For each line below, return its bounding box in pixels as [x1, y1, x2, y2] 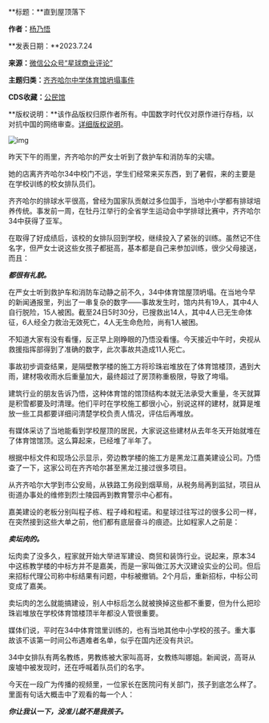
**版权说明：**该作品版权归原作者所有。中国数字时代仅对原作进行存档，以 [8, 109, 255, 119]
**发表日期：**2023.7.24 [8, 41, 93, 51]
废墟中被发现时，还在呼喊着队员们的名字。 [8, 663, 149, 672]
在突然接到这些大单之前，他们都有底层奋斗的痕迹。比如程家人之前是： [8, 517, 240, 526]
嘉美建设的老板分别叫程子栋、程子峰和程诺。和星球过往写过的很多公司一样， [8, 507, 261, 516]
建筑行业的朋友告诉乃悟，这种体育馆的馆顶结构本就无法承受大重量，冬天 [8, 388, 247, 398]
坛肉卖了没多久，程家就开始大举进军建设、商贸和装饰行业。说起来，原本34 [8, 551, 256, 560]
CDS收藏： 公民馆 [8, 92, 66, 102]
